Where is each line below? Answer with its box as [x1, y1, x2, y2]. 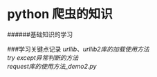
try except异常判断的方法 [7, 53, 79, 62]
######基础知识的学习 [7, 30, 73, 38]
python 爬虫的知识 [7, 6, 113, 22]
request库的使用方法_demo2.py [7, 62, 97, 70]
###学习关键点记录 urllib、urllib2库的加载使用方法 [7, 45, 150, 53]
